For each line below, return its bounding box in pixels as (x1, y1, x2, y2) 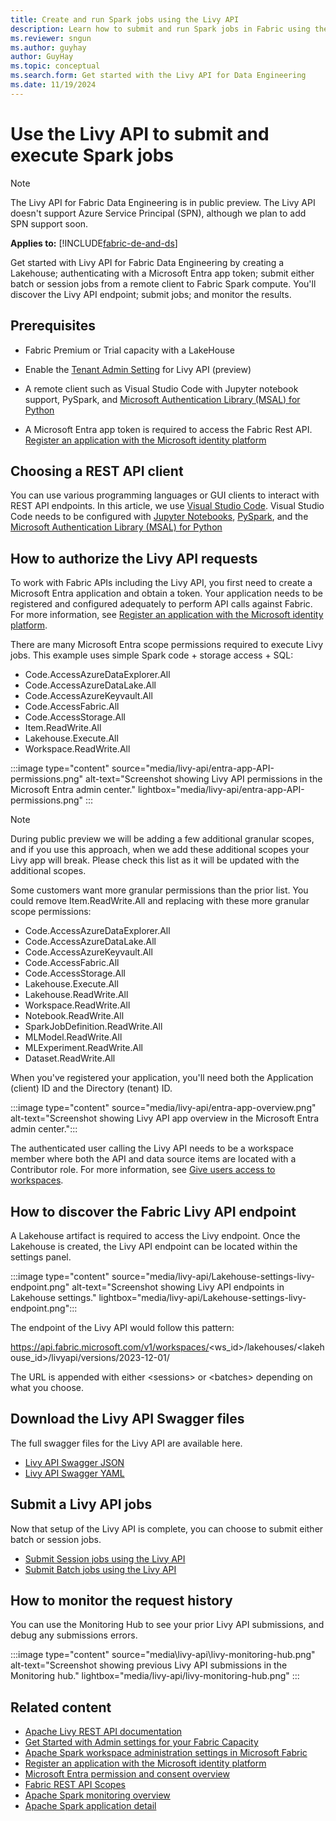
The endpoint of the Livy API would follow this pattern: (10, 1321, 235, 1333)
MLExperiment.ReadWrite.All (24, 1042, 143, 1054)
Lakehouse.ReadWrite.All (24, 989, 129, 1001)
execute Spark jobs (10, 144, 174, 166)
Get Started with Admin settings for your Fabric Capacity (24, 1736, 259, 1748)
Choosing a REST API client (10, 462, 184, 480)
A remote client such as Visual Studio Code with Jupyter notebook (24, 382, 299, 395)
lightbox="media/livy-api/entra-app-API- (137, 784, 305, 796)
